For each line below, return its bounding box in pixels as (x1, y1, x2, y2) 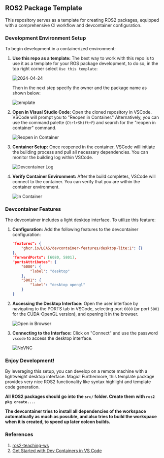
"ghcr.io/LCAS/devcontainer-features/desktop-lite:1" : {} (21, 246, 143, 251)
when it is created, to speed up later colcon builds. (5, 419, 111, 425)
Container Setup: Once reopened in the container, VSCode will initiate (12, 144, 155, 150)
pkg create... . (5, 399, 35, 405)
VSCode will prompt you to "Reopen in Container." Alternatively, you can (12, 114, 159, 120)
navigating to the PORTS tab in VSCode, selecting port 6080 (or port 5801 (12, 305, 160, 312)
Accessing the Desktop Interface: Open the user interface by (12, 300, 138, 306)
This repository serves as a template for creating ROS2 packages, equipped (5, 17, 159, 23)
